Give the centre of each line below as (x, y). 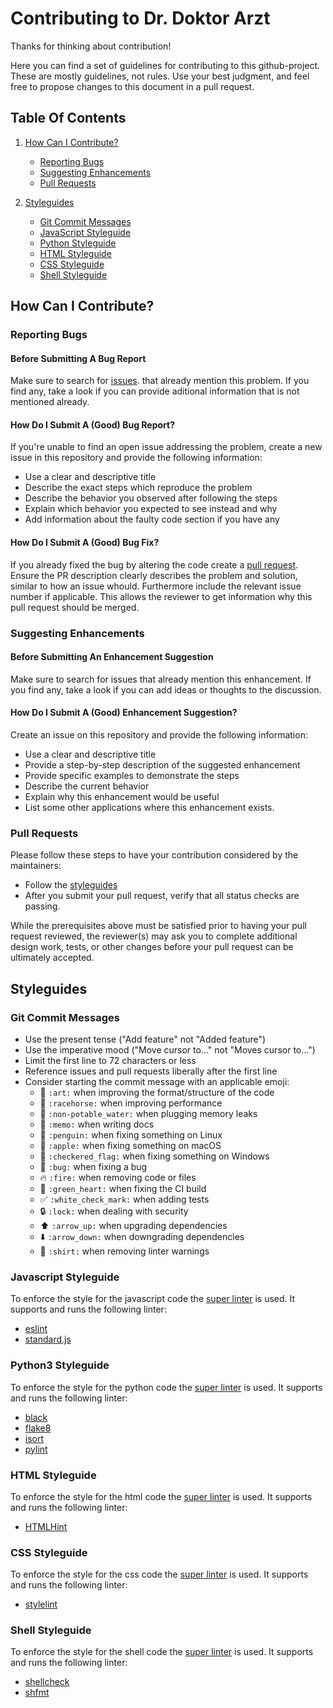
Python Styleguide (78, 243)
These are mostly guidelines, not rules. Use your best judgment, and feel (160, 76)
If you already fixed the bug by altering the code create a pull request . (154, 564)
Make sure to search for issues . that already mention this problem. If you (160, 381)
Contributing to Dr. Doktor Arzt (140, 18)
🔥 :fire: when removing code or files (118, 1177)
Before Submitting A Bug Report (78, 358)
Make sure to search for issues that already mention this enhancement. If (161, 679)
